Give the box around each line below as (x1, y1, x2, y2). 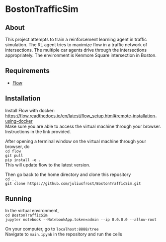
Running (5, 195, 32, 203)
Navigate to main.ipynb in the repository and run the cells (5, 231, 123, 237)
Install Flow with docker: (5, 107, 55, 113)
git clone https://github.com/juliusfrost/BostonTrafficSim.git (5, 181, 141, 186)
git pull (5, 153, 23, 158)
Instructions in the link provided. (5, 128, 71, 135)
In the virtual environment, (5, 208, 59, 214)
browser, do (5, 143, 30, 150)
